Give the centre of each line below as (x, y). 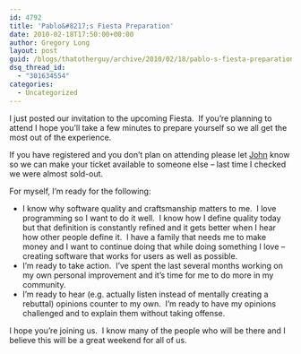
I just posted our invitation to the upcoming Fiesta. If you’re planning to (141, 118)
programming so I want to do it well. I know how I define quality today (151, 218)
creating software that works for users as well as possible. (130, 255)
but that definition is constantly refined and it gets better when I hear (149, 227)
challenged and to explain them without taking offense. (124, 313)
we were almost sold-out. (56, 173)
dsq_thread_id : (38, 68)
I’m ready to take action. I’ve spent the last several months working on (153, 265)
